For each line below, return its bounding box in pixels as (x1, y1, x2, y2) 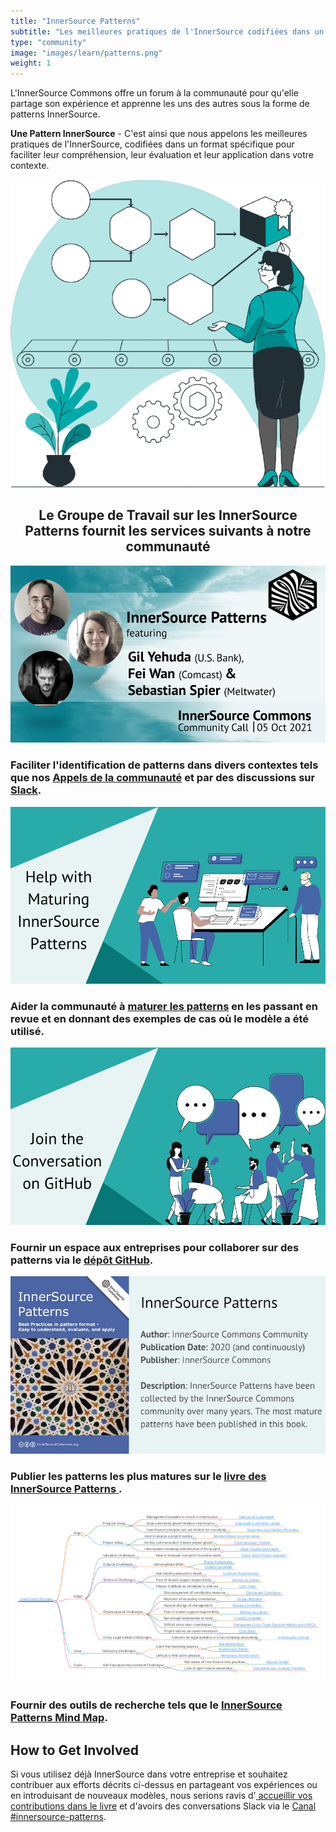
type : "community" (10, 37, 87, 47)
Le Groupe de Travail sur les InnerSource (38, 507, 298, 524)
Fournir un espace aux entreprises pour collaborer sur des (10, 1240, 300, 1254)
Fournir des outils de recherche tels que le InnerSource (10, 1698, 283, 1712)
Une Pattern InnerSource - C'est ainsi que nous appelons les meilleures (10, 128, 308, 140)
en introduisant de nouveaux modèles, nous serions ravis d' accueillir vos (10, 1790, 313, 1802)
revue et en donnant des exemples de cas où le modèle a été (10, 1011, 310, 1025)
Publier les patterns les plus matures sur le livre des (10, 1469, 267, 1483)
